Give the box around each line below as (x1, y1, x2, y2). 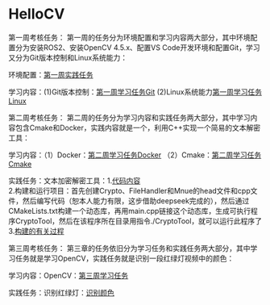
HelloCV (8, 5, 65, 23)
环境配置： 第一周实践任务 (8, 69, 93, 79)
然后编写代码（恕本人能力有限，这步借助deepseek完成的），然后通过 (22, 195, 250, 206)
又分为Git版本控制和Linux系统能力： (8, 52, 127, 62)
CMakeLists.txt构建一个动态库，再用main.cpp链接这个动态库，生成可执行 (8, 206, 251, 215)
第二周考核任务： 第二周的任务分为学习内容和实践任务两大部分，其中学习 (8, 112, 251, 122)
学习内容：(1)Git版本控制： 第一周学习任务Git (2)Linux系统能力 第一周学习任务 (8, 86, 262, 97)
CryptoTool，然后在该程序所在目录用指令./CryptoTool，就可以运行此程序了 (15, 215, 263, 226)
